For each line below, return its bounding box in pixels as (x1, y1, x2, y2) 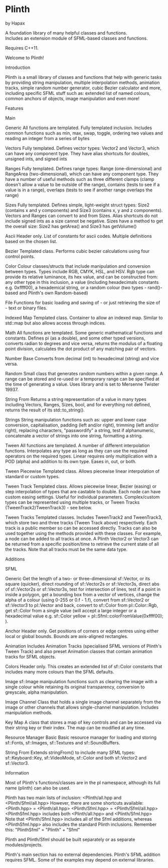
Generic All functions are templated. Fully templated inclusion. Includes (5, 125, 152, 131)
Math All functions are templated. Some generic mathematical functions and (5, 330, 162, 336)
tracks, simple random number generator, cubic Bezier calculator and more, (5, 84, 161, 91)
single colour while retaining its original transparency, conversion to (5, 684, 145, 690)
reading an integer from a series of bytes (5, 135, 90, 141)
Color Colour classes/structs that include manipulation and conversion (5, 263, 150, 269)
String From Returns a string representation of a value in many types (5, 396, 146, 402)
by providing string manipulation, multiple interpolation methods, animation (5, 79, 160, 85)
